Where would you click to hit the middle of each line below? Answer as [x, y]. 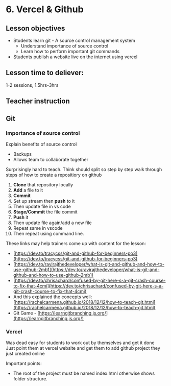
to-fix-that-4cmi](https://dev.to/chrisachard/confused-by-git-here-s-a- [88, 286]
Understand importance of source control [65, 46]
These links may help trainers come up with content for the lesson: [76, 243]
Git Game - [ [26, 313]
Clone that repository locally [43, 184]
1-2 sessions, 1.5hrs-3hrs [32, 85]
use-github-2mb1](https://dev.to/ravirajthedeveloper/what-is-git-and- [86, 270]
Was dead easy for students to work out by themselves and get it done [80, 343]
